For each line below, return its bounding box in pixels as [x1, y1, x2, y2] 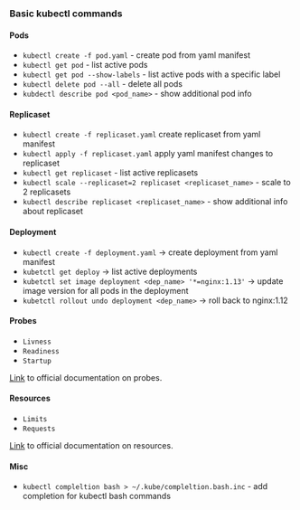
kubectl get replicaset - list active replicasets [22, 167, 199, 178]
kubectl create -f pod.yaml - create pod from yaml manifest [22, 50, 251, 61]
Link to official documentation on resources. [9, 439, 173, 450]
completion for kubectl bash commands [22, 491, 172, 502]
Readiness [22, 346, 61, 355]
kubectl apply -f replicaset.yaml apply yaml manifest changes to [22, 148, 274, 159]
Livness [22, 337, 52, 346]
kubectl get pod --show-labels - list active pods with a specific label [22, 69, 281, 80]
